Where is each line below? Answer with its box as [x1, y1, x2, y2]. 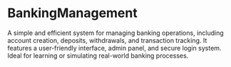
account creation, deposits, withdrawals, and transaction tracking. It [7, 36, 207, 44]
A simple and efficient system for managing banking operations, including [7, 29, 225, 37]
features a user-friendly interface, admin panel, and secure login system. [7, 43, 222, 52]
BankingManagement [7, 5, 138, 21]
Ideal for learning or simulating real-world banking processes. [7, 51, 189, 60]
